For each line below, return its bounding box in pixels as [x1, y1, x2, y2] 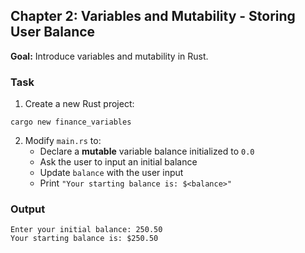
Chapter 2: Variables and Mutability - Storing [10, 8, 296, 25]
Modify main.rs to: [24, 135, 102, 147]
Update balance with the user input [39, 167, 184, 179]
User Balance [10, 24, 96, 41]
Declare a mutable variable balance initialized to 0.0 [39, 145, 255, 158]
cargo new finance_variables [10, 117, 132, 128]
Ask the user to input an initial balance [39, 156, 198, 168]
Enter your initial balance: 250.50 [10, 225, 163, 235]
